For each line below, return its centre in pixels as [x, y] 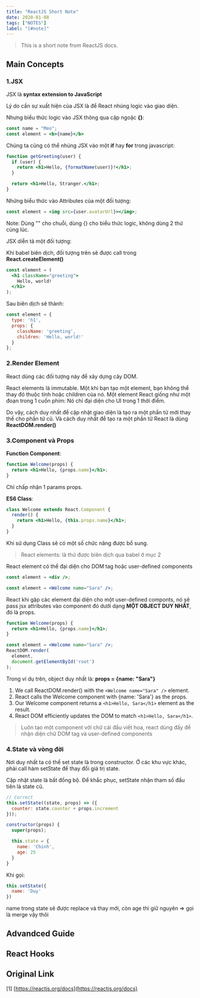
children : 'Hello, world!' [50, 337]
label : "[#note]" [28, 28]
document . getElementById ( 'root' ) [53, 661]
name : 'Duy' [27, 892]
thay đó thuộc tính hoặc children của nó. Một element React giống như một [99, 394]
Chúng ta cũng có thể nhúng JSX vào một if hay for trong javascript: [90, 145]
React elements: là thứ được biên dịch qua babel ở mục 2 [91, 554]
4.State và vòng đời [35, 749]
